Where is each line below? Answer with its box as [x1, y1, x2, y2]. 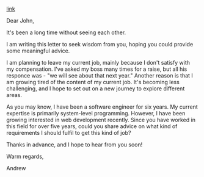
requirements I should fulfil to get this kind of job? [6, 129, 131, 136]
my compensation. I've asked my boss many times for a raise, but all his [6, 65, 188, 73]
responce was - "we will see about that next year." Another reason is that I [6, 72, 194, 79]
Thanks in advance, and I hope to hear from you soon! [6, 141, 143, 148]
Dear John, [6, 17, 35, 24]
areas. [6, 92, 23, 98]
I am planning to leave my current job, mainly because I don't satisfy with [6, 59, 191, 66]
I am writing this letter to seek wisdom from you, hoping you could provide [6, 41, 194, 48]
